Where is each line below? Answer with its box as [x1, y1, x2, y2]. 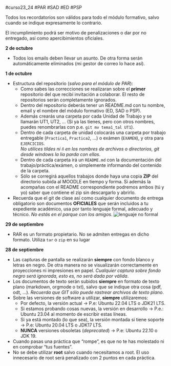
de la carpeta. [20, 168, 50, 174]
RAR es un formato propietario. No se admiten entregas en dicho [12, 231, 149, 237]
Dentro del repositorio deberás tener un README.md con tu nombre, [20, 102, 165, 108]
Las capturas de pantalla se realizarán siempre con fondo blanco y [12, 257, 155, 262]
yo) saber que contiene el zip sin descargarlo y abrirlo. [20, 189, 136, 196]
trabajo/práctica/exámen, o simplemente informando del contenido [20, 162, 162, 168]
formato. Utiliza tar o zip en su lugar [12, 237, 91, 243]
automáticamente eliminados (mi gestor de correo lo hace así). [12, 61, 145, 66]
